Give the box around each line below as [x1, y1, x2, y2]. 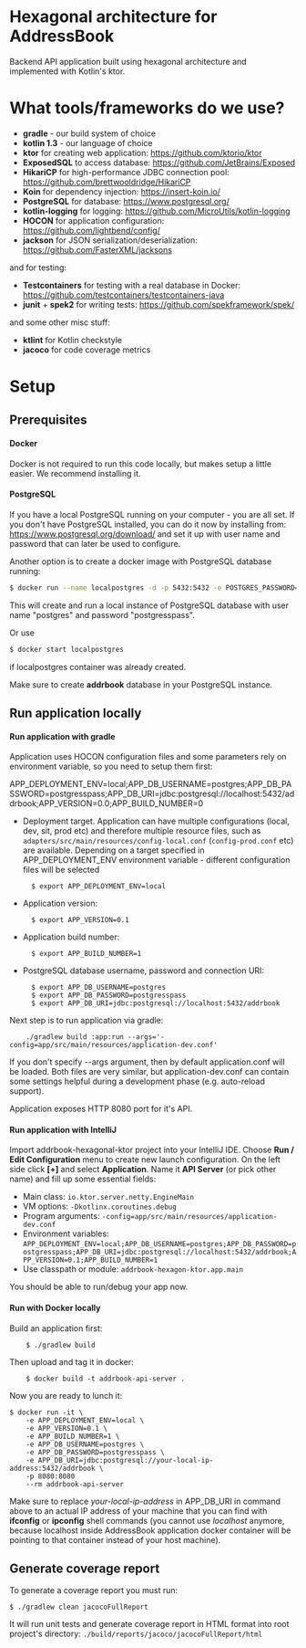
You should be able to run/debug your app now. [9, 1281, 189, 1293]
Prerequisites [9, 413, 87, 428]
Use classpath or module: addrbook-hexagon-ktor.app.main [22, 1264, 244, 1275]
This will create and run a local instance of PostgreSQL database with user [9, 600, 290, 611]
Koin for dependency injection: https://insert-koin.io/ [22, 185, 221, 197]
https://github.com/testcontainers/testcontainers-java [22, 289, 225, 300]
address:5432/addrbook [9, 1464, 96, 1473]
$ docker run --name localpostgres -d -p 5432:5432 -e [9, 583, 222, 593]
